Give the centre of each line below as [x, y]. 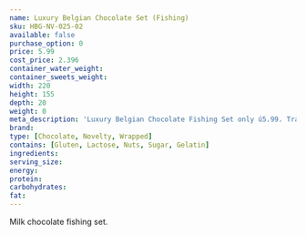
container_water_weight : [56, 69]
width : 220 [30, 86]
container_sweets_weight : [58, 77]
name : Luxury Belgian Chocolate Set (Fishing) [99, 18]
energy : [24, 170]
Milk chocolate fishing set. [59, 221]
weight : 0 [28, 111]
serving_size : [36, 162]
